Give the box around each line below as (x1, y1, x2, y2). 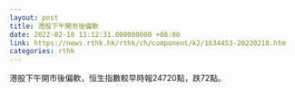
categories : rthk (9, 47, 75, 56)
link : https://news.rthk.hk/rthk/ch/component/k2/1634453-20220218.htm (9, 38, 286, 48)
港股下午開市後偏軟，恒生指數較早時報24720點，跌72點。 (9, 73, 227, 84)
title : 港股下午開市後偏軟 (9, 22, 100, 31)
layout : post (9, 13, 59, 23)
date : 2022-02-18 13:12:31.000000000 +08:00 (9, 30, 181, 39)
